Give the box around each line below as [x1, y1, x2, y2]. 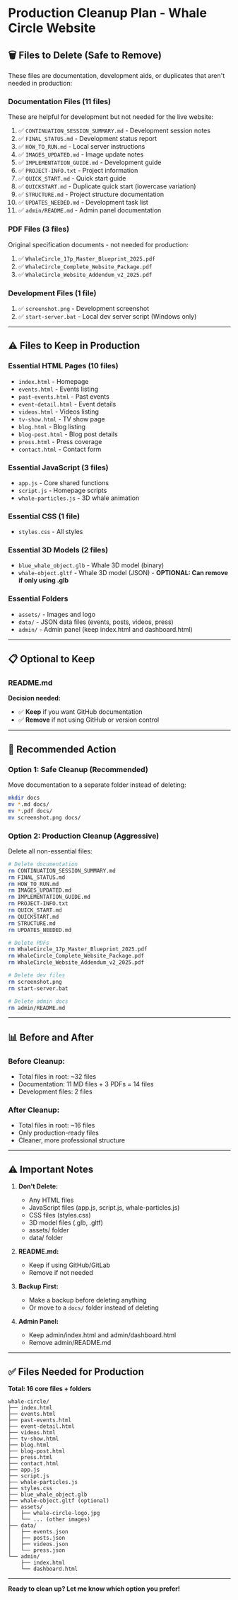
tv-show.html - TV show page [18, 414, 105, 423]
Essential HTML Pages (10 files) [8, 361, 119, 371]
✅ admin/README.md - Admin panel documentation [18, 206, 162, 215]
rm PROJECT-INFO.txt [8, 900, 69, 907]
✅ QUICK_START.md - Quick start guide [18, 174, 126, 183]
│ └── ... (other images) [8, 1516, 91, 1524]
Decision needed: [8, 694, 61, 703]
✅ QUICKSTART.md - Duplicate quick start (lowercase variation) [18, 182, 196, 191]
